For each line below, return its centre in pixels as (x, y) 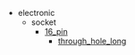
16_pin (56, 31)
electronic (36, 13)
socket (43, 22)
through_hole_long (92, 41)
